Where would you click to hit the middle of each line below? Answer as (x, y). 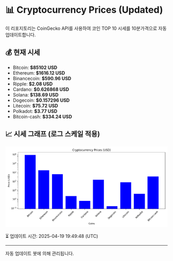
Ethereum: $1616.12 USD (39, 73)
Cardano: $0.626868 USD (41, 89)
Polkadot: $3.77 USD (35, 111)
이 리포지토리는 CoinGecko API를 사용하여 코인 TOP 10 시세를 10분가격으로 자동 (86, 28)
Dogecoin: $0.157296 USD (41, 100)
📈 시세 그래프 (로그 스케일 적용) (53, 134)
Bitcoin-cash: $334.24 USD (42, 117)
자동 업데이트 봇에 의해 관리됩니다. (40, 253)
